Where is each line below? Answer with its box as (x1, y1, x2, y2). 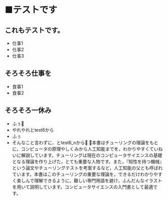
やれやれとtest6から (12, 127, 54, 133)
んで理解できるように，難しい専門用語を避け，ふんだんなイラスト (25, 177, 162, 183)
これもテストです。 (5, 26, 64, 34)
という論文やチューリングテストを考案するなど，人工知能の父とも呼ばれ (12, 165, 163, 171)
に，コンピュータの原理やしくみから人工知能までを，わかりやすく (12, 146, 150, 152)
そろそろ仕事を (5, 69, 52, 78)
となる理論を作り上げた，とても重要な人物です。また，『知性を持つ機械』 (12, 158, 164, 165)
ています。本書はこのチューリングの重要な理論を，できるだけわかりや (12, 171, 158, 177)
